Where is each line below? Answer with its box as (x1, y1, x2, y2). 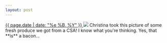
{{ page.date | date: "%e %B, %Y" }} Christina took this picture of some (5, 22, 162, 28)
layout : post (5, 7, 33, 13)
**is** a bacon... (5, 32, 40, 38)
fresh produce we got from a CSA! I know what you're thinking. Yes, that (5, 27, 157, 33)
